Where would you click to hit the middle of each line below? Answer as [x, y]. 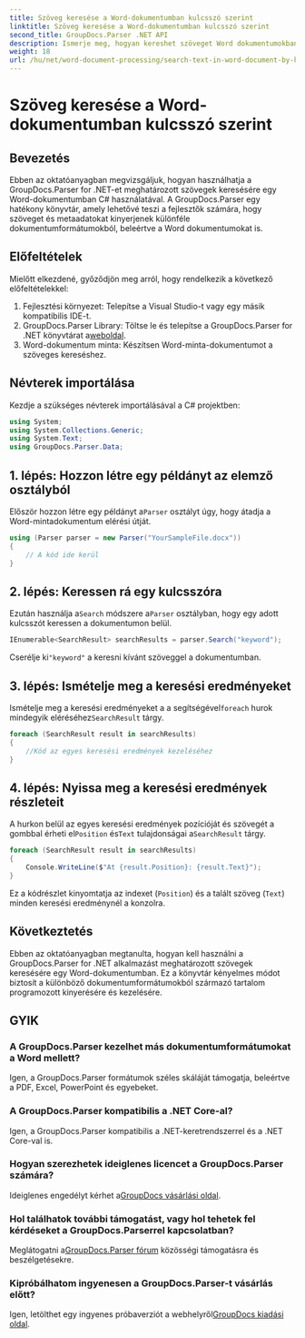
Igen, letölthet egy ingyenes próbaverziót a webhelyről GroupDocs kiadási [147, 1314]
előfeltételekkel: [39, 289]
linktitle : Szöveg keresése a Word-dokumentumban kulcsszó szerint [140, 26]
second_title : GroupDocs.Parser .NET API [89, 35]
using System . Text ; [46, 439]
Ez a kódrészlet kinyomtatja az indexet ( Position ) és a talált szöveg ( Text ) [147, 893]
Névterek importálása [72, 383]
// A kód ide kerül [63, 555]
